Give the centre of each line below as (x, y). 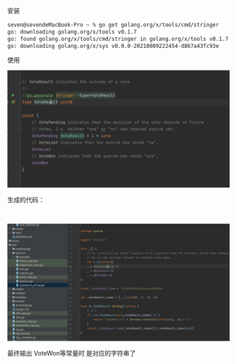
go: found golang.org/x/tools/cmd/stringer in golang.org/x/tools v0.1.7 (118, 39)
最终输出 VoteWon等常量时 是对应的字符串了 (72, 353)
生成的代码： (26, 200)
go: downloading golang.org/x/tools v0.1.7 (72, 32)
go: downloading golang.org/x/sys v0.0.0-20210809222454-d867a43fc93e (113, 46)
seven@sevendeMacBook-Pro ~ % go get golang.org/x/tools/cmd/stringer (113, 25)
